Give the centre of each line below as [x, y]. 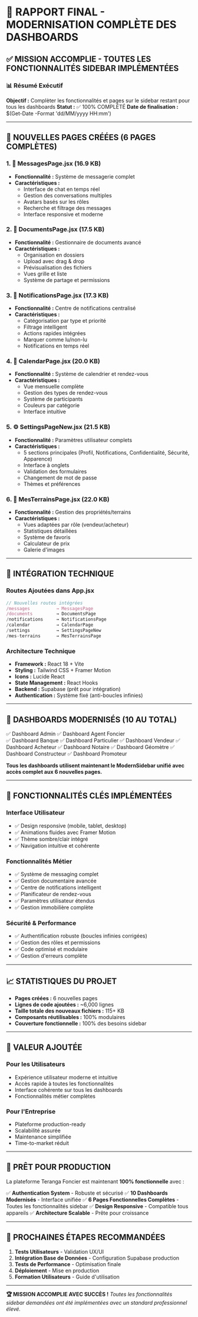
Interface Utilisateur [35, 813]
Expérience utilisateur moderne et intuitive [66, 1077]
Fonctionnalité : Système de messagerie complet [75, 176]
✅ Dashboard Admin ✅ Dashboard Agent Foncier [66, 734]
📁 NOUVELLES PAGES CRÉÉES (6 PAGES [81, 137]
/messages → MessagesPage [50, 608]
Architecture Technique [41, 651]
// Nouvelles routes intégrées [44, 603]
